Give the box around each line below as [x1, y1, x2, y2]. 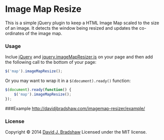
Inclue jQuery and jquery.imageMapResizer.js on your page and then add [5, 54, 153, 60]
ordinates [5, 30, 25, 36]
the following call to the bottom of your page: [5, 59, 97, 65]
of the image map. [25, 30, 63, 36]
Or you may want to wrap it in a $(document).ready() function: [5, 78, 131, 84]
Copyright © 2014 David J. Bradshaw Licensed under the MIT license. [5, 129, 147, 135]
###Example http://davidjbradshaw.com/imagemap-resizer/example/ [5, 105, 145, 111]
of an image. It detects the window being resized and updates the [5, 25, 138, 31]
